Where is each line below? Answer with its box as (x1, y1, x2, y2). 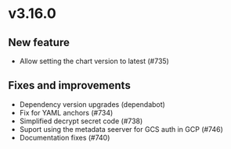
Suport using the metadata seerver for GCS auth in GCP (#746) (19, 124, 223, 133)
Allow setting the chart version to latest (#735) (19, 56, 170, 66)
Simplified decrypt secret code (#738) (19, 116, 143, 126)
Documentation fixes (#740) (19, 133, 110, 142)
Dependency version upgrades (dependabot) (19, 99, 166, 109)
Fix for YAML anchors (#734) (19, 108, 114, 117)
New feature (8, 36, 70, 49)
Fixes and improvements (8, 79, 131, 92)
